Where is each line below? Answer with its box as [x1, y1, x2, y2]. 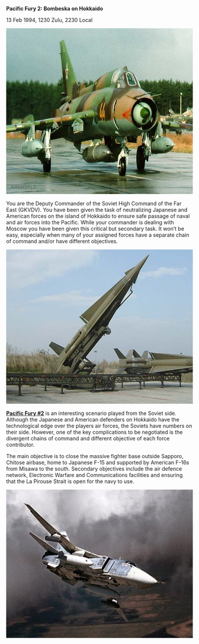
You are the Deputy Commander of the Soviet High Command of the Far [6, 200, 182, 207]
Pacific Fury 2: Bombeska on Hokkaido [6, 5, 104, 12]
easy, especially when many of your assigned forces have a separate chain [6, 231, 190, 239]
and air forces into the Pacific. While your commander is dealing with [6, 219, 175, 226]
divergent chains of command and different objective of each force [6, 435, 170, 442]
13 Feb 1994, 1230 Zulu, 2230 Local [6, 17, 93, 23]
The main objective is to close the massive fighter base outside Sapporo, [6, 453, 184, 460]
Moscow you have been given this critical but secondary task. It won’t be [6, 225, 185, 232]
